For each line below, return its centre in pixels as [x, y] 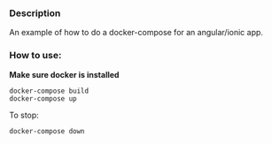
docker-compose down [47, 131]
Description [35, 13]
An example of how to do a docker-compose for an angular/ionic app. [136, 33]
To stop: [24, 115]
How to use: [35, 56]
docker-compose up [43, 99]
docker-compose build [49, 91]
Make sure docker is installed [64, 74]
